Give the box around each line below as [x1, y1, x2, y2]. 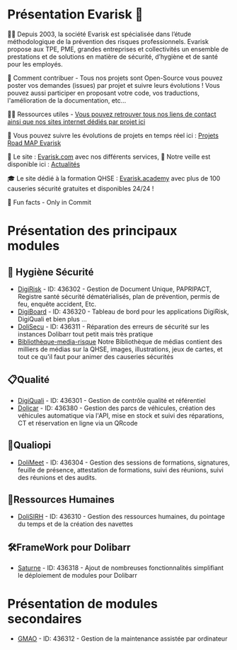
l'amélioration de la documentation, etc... [7, 96, 127, 105]
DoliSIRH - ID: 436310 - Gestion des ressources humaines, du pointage [17, 513, 225, 521]
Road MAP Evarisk [7, 138, 62, 147]
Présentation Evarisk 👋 [7, 6, 144, 23]
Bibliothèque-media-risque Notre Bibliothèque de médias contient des [17, 337, 223, 346]
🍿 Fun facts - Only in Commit [7, 198, 92, 206]
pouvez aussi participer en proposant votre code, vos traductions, [7, 89, 200, 97]
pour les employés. [7, 59, 64, 68]
